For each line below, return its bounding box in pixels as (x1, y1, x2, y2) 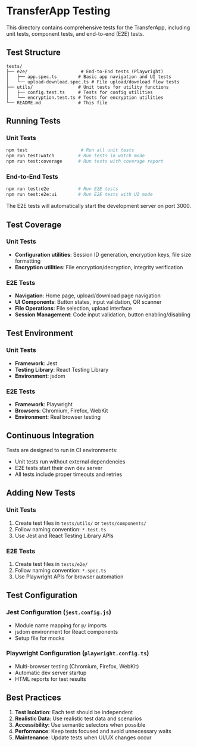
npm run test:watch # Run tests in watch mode (6, 153, 145, 159)
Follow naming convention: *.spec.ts (14, 567, 107, 574)
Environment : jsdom (14, 372, 65, 379)
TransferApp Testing (6, 4, 111, 18)
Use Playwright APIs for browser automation (14, 573, 124, 580)
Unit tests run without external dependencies (14, 457, 126, 465)
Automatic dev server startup (14, 669, 87, 676)
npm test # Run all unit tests (6, 147, 135, 153)
